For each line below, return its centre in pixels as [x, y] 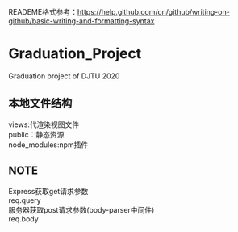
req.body [23, 219]
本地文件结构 [40, 103]
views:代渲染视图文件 [44, 124]
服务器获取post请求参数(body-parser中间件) [81, 209]
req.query [25, 200]
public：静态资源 [36, 134]
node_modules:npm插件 [48, 145]
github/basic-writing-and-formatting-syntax [81, 21]
